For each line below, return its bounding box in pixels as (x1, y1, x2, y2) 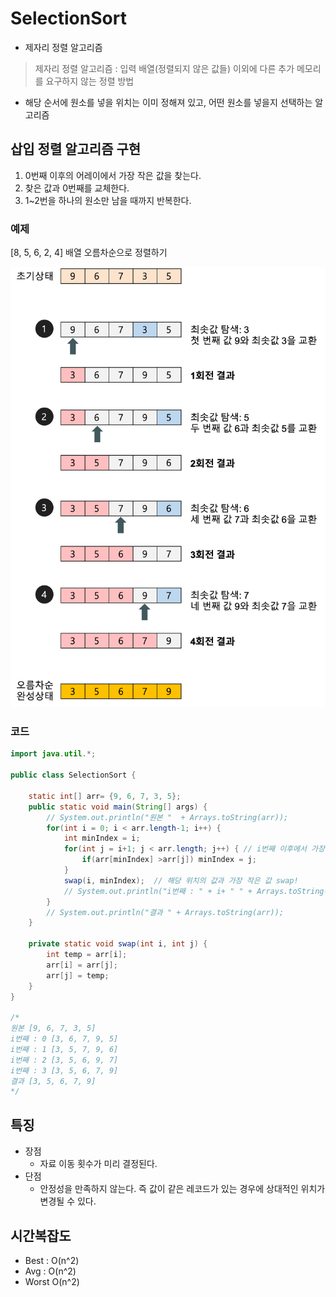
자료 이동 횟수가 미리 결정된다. (39, 1158, 158, 1170)
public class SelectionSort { (10, 770, 137, 781)
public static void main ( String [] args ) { (28, 802, 208, 812)
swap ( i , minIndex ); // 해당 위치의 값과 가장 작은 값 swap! (63, 875, 299, 886)
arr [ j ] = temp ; (46, 970, 110, 981)
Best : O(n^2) (24, 1254, 80, 1266)
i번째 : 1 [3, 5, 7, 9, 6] (10, 1044, 119, 1054)
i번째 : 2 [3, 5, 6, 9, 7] (10, 1055, 119, 1065)
